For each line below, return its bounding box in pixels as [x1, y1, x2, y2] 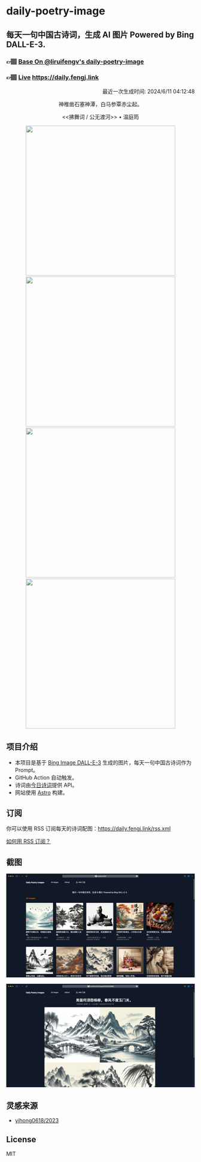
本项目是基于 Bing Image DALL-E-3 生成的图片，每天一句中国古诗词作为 [14, 758, 192, 766]
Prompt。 [14, 766, 39, 773]
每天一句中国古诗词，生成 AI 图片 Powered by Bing [6, 29, 194, 40]
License [6, 1134, 36, 1145]
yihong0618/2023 [14, 1117, 59, 1124]
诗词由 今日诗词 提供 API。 [14, 781, 78, 788]
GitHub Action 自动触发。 [14, 773, 78, 781]
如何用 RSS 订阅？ [6, 838, 51, 845]
